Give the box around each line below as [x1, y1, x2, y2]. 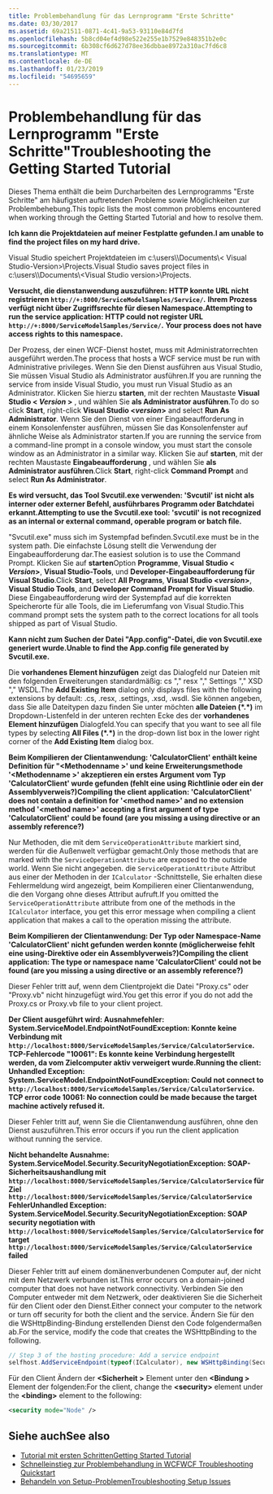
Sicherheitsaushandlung [8, 1167, 94, 1176]
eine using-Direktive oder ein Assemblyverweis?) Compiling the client [8, 948, 249, 957]
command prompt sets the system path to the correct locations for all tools [8, 610, 259, 620]
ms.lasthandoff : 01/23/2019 [8, 65, 104, 73]
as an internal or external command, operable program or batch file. [8, 516, 242, 526]
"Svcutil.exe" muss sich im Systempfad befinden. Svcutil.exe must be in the [8, 532, 260, 541]
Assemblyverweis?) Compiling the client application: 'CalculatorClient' [8, 786, 253, 796]
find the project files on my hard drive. [8, 237, 141, 247]
